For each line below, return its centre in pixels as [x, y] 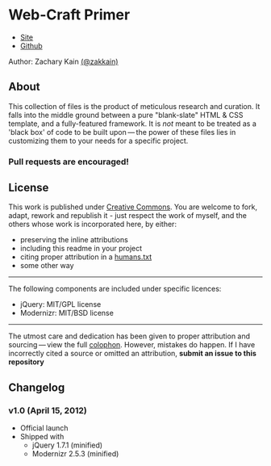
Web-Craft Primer [69, 15]
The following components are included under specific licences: [115, 289]
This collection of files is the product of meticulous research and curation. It [134, 106]
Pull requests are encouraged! [69, 162]
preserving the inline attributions [74, 240]
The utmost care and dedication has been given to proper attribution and [129, 336]
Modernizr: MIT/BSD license [67, 313]
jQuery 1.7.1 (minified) [67, 445]
